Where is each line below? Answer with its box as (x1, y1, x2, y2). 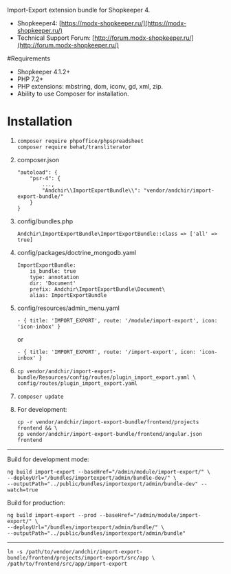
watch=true (7, 486, 38, 494)
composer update (16, 393, 64, 400)
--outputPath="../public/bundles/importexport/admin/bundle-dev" (7, 481, 198, 487)
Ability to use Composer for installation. (16, 89, 129, 98)
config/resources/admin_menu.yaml (16, 304, 120, 312)
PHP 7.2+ (16, 75, 44, 83)
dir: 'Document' (30, 280, 76, 287)
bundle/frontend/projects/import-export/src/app (7, 554, 149, 561)
